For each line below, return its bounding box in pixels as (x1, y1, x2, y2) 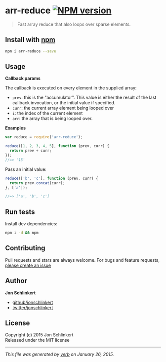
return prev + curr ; (9, 148, 52, 153)
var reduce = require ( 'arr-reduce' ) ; (5, 135, 83, 140)
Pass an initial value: (5, 166, 47, 172)
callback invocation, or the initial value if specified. (12, 100, 116, 106)
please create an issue (5, 262, 51, 268)
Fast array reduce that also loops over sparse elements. (17, 21, 131, 27)
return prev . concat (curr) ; (9, 180, 65, 185)
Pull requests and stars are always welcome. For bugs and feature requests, (5, 257, 160, 263)
